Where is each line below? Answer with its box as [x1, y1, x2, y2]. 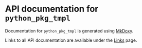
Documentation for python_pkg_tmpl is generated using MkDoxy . [5, 28, 134, 33]
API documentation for [5, 3, 99, 15]
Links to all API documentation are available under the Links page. [5, 37, 137, 43]
